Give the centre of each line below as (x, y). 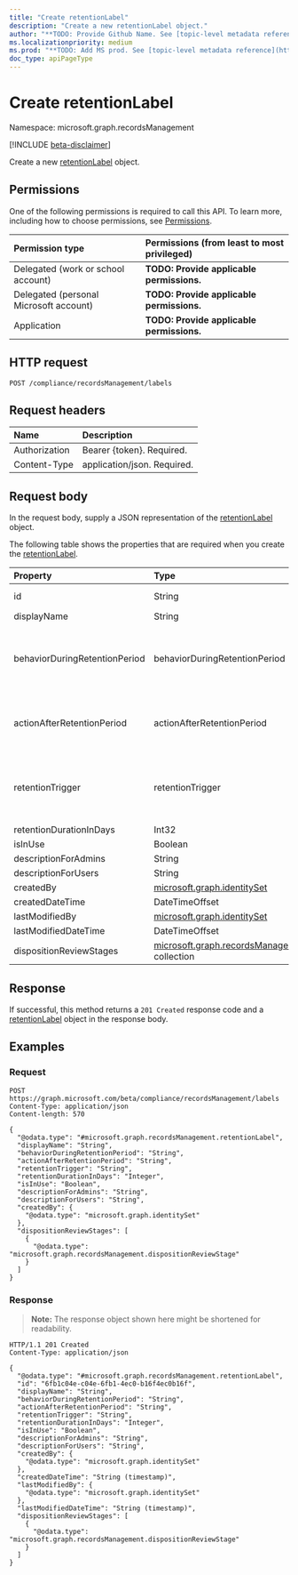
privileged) (169, 253)
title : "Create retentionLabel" (69, 17)
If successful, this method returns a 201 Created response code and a (137, 1009)
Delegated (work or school (69, 269)
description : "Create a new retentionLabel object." (109, 26)
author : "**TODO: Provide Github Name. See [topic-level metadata (134, 34)
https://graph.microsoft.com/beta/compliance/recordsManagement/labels (144, 1098)
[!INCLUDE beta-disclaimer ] (60, 144)
